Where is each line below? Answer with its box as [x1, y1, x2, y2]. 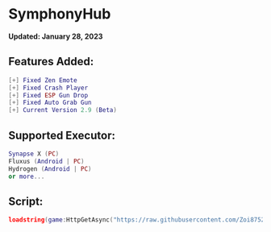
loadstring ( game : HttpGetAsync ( [8, 216, 114, 224]
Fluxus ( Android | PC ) [8, 157, 85, 165]
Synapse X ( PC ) [8, 150, 60, 158]
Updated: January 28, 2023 [8, 31, 103, 41]
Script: [8, 194, 44, 208]
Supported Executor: [8, 128, 115, 142]
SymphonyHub [8, 5, 111, 23]
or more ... [8, 172, 45, 180]
